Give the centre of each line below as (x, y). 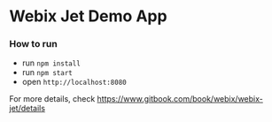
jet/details (27, 109)
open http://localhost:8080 (74, 82)
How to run (33, 44)
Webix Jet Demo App (88, 16)
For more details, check (52, 99)
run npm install (51, 63)
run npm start (47, 72)
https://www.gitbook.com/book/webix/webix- (180, 99)
